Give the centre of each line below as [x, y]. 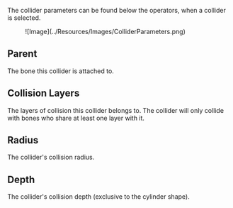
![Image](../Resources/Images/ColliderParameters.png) [106, 32]
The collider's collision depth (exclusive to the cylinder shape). [98, 197]
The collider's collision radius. [51, 157]
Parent [22, 54]
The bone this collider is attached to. [61, 71]
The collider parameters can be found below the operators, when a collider [117, 10]
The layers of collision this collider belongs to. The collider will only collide [116, 110]
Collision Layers [44, 93]
